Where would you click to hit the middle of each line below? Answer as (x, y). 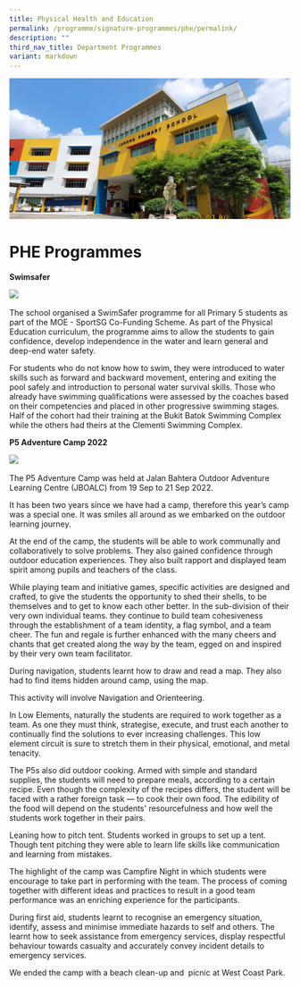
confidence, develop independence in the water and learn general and (139, 342)
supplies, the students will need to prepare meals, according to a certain (142, 780)
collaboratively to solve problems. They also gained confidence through (142, 551)
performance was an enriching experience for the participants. (125, 900)
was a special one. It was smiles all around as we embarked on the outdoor (147, 515)
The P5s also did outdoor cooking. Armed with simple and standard (133, 771)
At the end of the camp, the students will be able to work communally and (145, 542)
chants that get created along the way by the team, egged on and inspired (146, 645)
